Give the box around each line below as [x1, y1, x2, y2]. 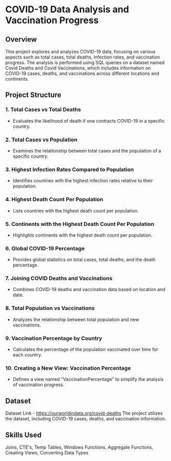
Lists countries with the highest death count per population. [12, 207, 139, 214]
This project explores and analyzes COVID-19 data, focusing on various [5, 49, 156, 54]
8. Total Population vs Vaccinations [5, 304, 95, 312]
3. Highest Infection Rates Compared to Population [5, 166, 134, 173]
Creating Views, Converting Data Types [5, 449, 89, 455]
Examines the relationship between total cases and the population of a [12, 147, 161, 153]
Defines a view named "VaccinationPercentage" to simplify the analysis [12, 376, 164, 382]
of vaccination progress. [12, 381, 65, 388]
